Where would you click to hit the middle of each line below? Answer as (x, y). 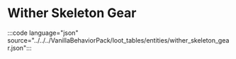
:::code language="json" (43, 33)
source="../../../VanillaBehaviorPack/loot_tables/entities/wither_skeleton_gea (118, 40)
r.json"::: (19, 48)
